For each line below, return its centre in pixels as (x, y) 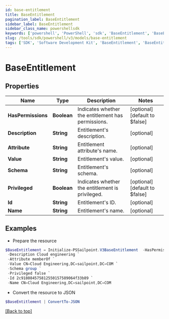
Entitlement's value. (101, 158)
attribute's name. (98, 150)
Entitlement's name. (101, 210)
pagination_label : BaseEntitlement (43, 19)
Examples (21, 228)
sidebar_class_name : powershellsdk (43, 29)
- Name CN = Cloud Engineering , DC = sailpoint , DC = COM (59, 283)
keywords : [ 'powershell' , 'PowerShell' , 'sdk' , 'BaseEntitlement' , (77, 33)
